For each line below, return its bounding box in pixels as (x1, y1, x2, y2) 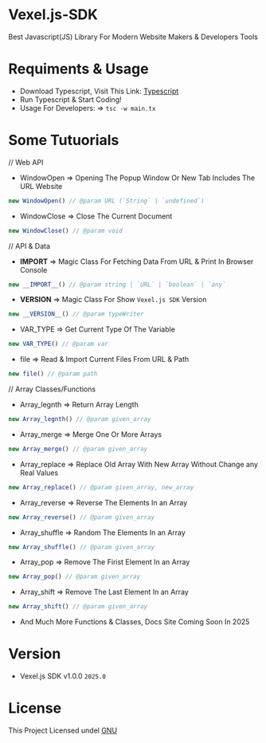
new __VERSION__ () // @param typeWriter (8, 310, 145, 318)
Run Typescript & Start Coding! (19, 94, 122, 104)
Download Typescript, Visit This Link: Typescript (19, 86, 179, 96)
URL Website (19, 181, 63, 191)
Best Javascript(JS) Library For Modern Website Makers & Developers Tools (8, 32, 259, 41)
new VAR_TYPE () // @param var (8, 340, 109, 348)
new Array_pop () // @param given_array (8, 572, 141, 581)
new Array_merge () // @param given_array (8, 445, 148, 453)
